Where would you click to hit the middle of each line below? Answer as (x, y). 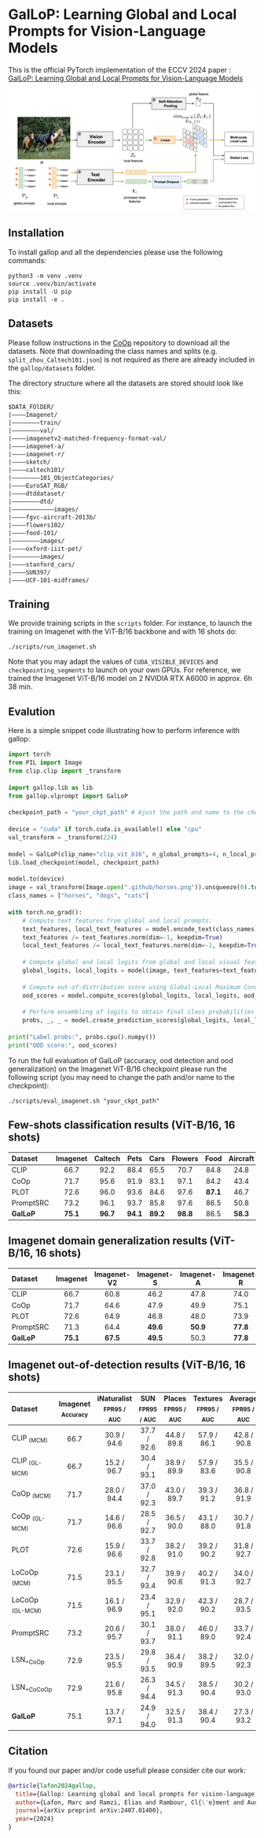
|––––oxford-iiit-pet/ (45, 549)
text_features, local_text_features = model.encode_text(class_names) (140, 929)
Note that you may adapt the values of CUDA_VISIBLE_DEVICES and (113, 662)
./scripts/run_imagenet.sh (52, 647)
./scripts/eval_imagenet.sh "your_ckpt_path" (84, 1101)
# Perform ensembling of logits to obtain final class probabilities (139, 1012)
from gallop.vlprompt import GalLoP (68, 796)
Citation (28, 1751)
